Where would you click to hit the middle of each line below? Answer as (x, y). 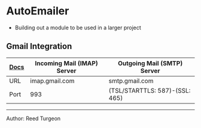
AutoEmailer (38, 11)
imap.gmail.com (52, 81)
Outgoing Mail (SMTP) (150, 63)
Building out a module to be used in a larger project (78, 28)
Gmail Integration (39, 46)
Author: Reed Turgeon (33, 118)
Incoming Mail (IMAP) (67, 63)
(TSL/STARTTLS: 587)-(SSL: (150, 90)
